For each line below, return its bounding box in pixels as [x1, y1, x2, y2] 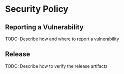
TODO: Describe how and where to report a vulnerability [5, 36, 120, 42]
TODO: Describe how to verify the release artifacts [5, 63, 108, 69]
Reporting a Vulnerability [5, 23, 84, 31]
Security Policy [5, 3, 69, 15]
